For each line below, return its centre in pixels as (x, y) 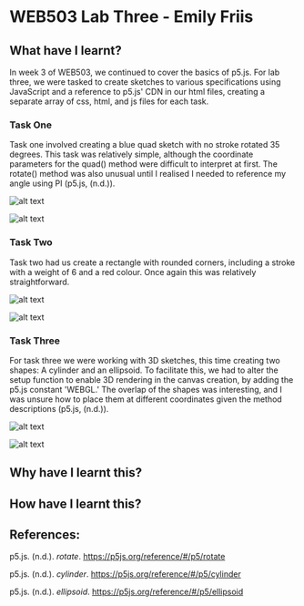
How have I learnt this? (76, 503)
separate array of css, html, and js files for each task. (109, 101)
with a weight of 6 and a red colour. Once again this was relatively (133, 272)
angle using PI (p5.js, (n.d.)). (62, 183)
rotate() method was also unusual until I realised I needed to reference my (148, 174)
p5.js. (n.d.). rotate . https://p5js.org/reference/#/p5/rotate (117, 557)
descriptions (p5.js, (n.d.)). (59, 408)
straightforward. (40, 282)
